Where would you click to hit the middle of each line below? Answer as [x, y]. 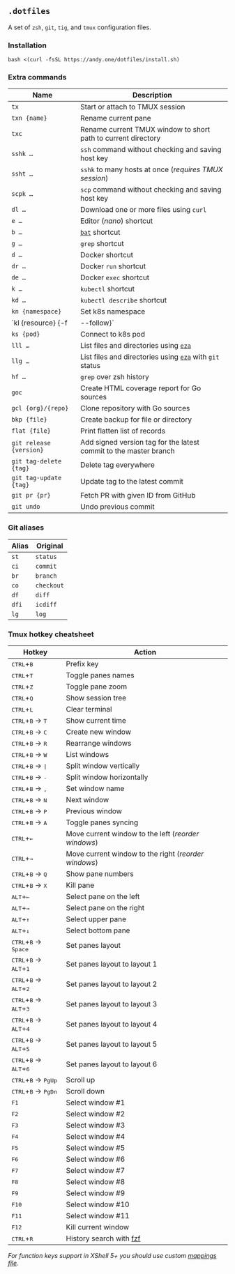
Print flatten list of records [123, 431]
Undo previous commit [117, 507]
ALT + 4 [21, 1028]
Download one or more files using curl [143, 210]
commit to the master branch [127, 451]
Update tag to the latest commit [131, 482]
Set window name [95, 789]
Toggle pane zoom [97, 686]
